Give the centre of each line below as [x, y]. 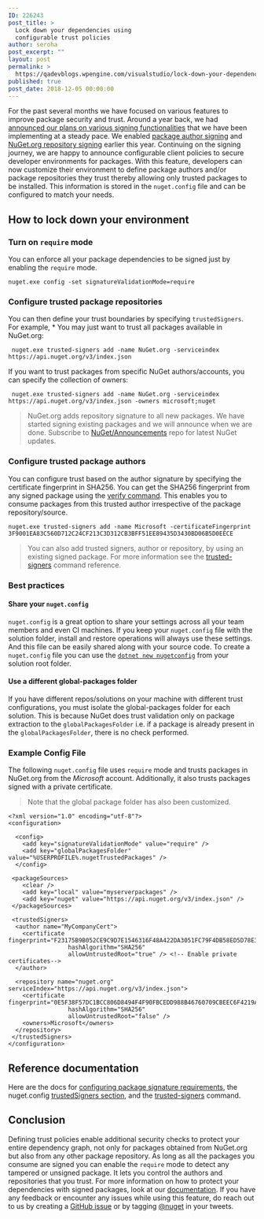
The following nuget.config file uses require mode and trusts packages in [128, 770]
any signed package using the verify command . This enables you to [118, 495]
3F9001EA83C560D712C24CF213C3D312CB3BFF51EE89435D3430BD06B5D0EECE [121, 533]
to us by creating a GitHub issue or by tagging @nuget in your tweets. [121, 1206]
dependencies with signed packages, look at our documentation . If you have [132, 1189]
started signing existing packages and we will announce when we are [140, 424]
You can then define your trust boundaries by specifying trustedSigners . [126, 319]
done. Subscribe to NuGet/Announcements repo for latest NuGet [132, 433]
